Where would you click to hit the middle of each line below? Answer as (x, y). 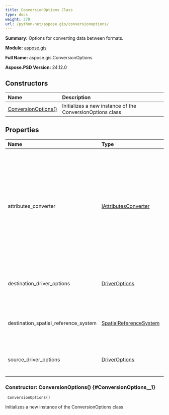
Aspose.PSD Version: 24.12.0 (36, 67)
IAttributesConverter (125, 206)
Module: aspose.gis (26, 48)
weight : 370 (18, 19)
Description (76, 98)
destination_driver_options (39, 283)
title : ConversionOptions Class (39, 10)
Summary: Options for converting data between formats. (64, 38)
